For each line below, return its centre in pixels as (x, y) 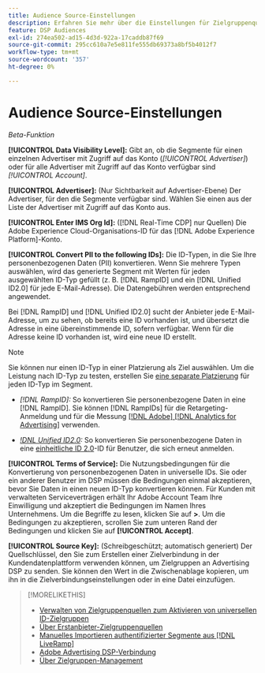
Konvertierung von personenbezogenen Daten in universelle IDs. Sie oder (127, 472)
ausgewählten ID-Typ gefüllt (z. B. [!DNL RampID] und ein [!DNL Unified (125, 279)
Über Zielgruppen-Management (91, 660)
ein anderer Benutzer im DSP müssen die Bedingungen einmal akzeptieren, (130, 480)
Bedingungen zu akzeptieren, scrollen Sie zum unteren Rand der (113, 522)
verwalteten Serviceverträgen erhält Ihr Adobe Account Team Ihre (116, 497)
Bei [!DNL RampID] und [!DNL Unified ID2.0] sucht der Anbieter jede (119, 312)
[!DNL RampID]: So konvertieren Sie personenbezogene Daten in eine (132, 399)
